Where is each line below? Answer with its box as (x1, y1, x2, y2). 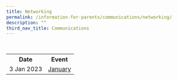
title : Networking (6, 8, 52, 15)
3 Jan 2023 (9, 65, 43, 73)
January (48, 65, 72, 73)
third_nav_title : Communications (6, 25, 90, 31)
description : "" (6, 20, 47, 25)
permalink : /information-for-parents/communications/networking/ (6, 14, 172, 20)
